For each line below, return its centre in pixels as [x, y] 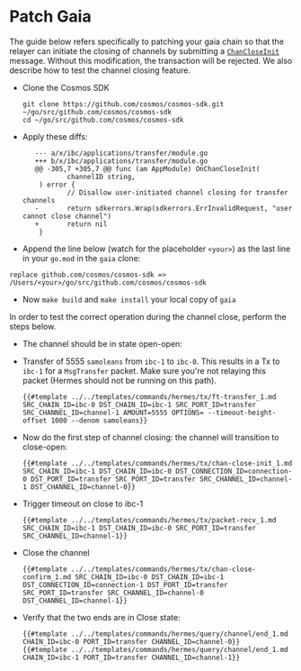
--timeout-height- [242, 413]
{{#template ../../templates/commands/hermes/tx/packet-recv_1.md [149, 520]
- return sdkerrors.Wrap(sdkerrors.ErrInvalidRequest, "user [164, 208]
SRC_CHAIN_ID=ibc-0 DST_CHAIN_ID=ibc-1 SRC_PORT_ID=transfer [139, 404]
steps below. [33, 326]
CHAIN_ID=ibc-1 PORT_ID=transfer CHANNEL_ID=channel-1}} [131, 657]
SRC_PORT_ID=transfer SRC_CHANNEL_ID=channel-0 [113, 593]
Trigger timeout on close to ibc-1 [83, 503]
